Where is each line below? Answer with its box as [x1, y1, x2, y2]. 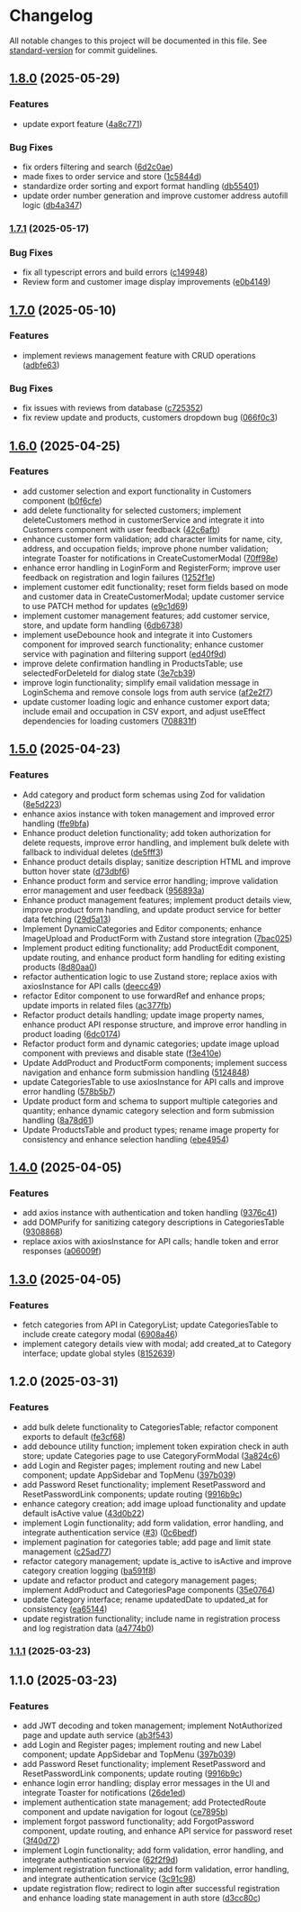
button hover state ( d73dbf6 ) [22, 866, 130, 877]
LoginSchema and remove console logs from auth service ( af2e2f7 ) [22, 687, 274, 697]
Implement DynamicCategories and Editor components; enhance [22, 923, 262, 933]
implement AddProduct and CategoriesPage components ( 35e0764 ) [22, 1584, 276, 1595]
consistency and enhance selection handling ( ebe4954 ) [22, 1134, 229, 1144]
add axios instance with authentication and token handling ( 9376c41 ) [22, 1207, 279, 1218]
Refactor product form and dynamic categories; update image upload [22, 1038, 280, 1049]
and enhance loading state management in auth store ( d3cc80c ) [22, 1893, 261, 1904]
